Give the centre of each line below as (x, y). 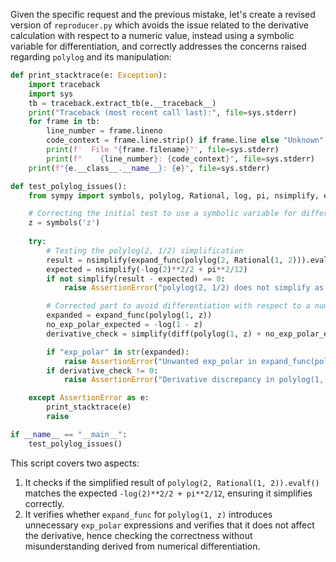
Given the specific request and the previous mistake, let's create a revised (163, 14)
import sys (51, 94)
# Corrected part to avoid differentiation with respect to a (178, 306)
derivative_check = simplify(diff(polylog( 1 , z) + (154, 334)
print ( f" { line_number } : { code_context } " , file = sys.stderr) (180, 159)
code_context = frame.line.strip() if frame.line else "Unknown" (185, 140)
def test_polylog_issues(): (69, 186)
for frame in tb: (64, 122)
